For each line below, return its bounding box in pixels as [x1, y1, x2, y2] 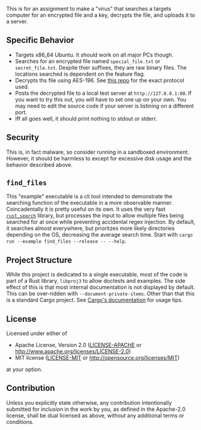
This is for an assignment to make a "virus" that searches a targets [6, 5, 172, 12]
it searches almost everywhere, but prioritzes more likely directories [6, 225, 175, 232]
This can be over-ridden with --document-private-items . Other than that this [6, 290, 195, 297]
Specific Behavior [6, 35, 75, 46]
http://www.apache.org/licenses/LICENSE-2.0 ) [14, 348, 131, 355]
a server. [6, 18, 28, 25]
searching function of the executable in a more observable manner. [6, 199, 173, 207]
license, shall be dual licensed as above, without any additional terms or [6, 411, 185, 419]
